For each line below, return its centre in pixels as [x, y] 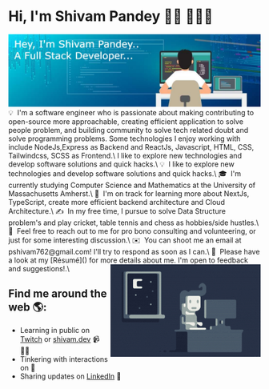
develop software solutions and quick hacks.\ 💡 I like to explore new [121, 164]
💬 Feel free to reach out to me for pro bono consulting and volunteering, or [132, 231]
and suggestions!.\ [39, 268]
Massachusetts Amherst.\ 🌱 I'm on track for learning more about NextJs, [129, 193]
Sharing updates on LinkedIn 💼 [70, 376]
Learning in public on [55, 331]
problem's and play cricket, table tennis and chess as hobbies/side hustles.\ [134, 223]
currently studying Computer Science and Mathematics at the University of [132, 185]
